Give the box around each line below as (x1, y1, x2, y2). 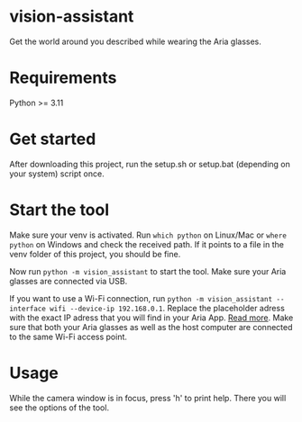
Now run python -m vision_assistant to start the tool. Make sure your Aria (9, 265, 287, 276)
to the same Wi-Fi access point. (9, 331, 128, 342)
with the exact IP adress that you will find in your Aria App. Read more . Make (9, 312, 294, 323)
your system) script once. (9, 168, 105, 179)
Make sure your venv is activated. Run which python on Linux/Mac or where (9, 229, 287, 240)
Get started (9, 129, 96, 149)
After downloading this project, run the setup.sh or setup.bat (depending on (9, 158, 290, 169)
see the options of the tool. (9, 402, 110, 413)
